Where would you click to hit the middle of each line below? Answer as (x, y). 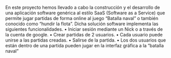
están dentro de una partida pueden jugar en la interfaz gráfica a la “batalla (84, 45)
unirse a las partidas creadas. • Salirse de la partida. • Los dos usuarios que (86, 40)
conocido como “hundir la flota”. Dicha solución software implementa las (82, 24)
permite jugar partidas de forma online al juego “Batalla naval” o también (82, 18)
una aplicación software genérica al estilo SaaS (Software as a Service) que (85, 13)
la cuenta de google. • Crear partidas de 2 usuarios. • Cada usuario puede (84, 35)
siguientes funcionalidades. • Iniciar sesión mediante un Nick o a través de (84, 29)
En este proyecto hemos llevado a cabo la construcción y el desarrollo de (83, 7)
